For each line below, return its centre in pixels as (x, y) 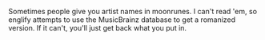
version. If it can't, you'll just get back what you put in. (97, 28)
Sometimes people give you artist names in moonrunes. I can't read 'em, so (133, 11)
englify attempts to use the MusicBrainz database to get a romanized (122, 20)
